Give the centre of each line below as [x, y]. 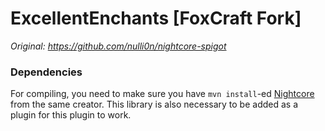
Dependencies [46, 72]
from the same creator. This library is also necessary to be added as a [154, 104]
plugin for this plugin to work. [71, 115]
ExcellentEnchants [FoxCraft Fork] [156, 18]
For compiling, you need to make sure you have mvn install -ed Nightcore [162, 94]
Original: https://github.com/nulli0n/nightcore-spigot [118, 46]
